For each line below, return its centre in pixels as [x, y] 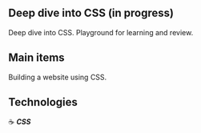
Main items [37, 58]
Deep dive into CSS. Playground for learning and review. [101, 32]
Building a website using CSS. [58, 77]
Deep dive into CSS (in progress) [91, 13]
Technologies [43, 102]
